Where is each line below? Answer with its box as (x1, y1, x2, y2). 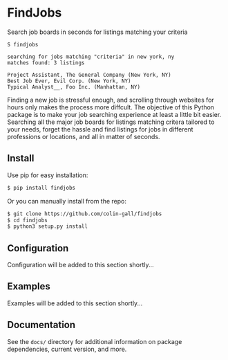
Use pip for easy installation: (7, 171, 88, 179)
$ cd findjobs (7, 217, 48, 224)
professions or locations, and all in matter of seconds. (7, 132, 160, 141)
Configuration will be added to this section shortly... (7, 261, 154, 269)
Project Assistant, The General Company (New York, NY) (7, 71, 171, 78)
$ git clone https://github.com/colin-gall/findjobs (7, 210, 162, 217)
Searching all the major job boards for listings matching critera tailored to (7, 118, 215, 126)
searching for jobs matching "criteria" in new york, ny (7, 53, 175, 60)
